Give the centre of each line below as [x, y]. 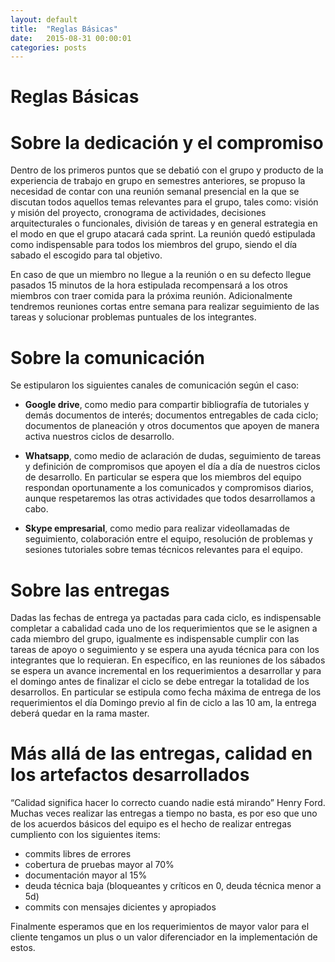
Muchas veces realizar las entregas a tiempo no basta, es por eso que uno [164, 813]
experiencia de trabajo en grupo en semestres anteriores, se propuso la [158, 181]
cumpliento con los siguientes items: [85, 835]
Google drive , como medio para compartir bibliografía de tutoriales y [167, 405]
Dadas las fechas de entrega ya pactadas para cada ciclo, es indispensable [166, 618]
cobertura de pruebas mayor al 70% [99, 865]
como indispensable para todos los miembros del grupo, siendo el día [154, 245]
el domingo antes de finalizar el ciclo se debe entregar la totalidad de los [160, 682]
